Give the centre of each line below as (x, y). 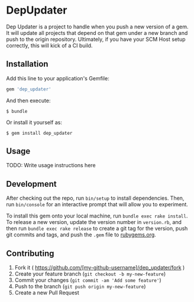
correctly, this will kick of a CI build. (49, 46)
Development (32, 184)
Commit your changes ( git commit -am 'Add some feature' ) (88, 280)
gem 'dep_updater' (29, 89)
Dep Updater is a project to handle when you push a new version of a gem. (97, 27)
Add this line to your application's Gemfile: (58, 78)
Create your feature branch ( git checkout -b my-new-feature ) (90, 274)
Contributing (30, 253)
